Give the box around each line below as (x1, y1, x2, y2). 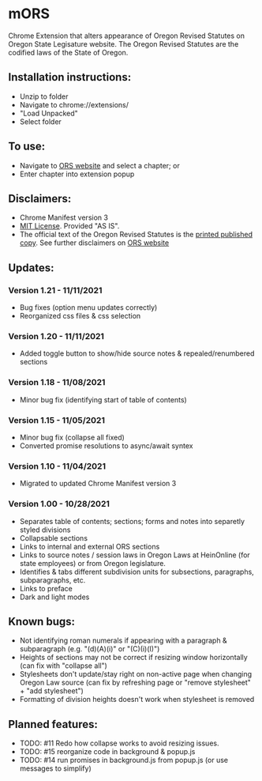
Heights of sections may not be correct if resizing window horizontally (19, 653, 249, 662)
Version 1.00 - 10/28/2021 (8, 499, 110, 510)
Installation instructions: (8, 70, 132, 84)
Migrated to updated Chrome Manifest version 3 (19, 479, 177, 489)
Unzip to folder (19, 92, 69, 101)
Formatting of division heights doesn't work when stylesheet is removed (19, 695, 255, 704)
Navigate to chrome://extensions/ (19, 100, 129, 109)
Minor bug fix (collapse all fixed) (19, 432, 125, 442)
